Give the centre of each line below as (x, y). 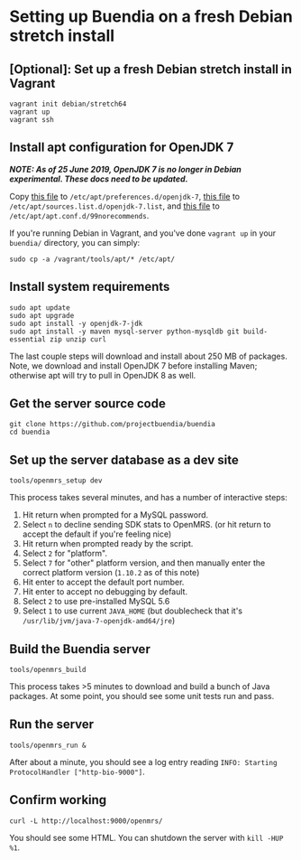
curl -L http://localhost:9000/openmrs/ (87, 821)
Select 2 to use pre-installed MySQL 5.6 (96, 602)
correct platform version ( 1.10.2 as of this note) (111, 573)
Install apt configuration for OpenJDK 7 (122, 148)
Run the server (52, 724)
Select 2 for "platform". (65, 554)
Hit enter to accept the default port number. (103, 582)
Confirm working (58, 800)
